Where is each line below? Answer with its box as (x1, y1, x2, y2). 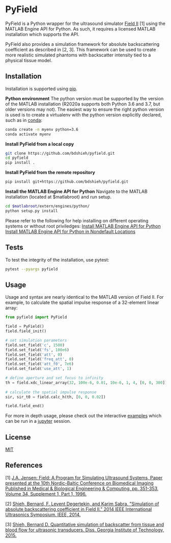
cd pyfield (5, 155, 28, 161)
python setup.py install (5, 208, 58, 213)
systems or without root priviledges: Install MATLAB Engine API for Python (5, 223, 161, 229)
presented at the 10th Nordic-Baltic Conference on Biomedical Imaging (5, 480, 154, 486)
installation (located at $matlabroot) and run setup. (5, 194, 112, 199)
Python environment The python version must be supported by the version (5, 95, 164, 101)
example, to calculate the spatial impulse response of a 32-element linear (5, 299, 159, 306)
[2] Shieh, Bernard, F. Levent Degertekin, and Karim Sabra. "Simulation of (5, 500, 159, 507)
